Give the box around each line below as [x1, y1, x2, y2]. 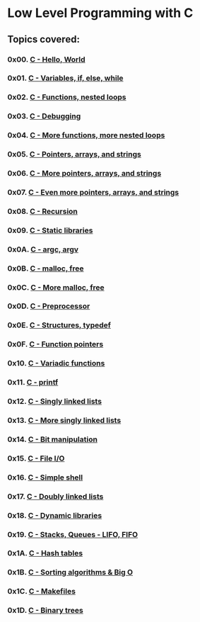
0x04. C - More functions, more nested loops [7, 130, 165, 140]
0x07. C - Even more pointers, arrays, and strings [7, 187, 180, 197]
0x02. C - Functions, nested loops [7, 92, 127, 102]
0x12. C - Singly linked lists [7, 397, 102, 407]
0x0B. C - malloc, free [7, 264, 84, 273]
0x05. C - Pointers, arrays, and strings [7, 149, 141, 159]
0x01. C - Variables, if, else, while [7, 73, 124, 83]
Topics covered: [7, 33, 80, 45]
